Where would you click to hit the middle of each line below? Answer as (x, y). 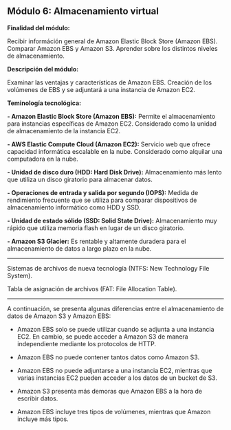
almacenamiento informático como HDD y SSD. (74, 207)
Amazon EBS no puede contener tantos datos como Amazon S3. (108, 357)
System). (20, 275)
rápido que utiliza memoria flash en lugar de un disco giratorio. (96, 228)
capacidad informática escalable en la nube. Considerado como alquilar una (115, 151)
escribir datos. (37, 398)
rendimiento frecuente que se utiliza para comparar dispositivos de (102, 200)
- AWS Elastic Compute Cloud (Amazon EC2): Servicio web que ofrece (109, 144)
